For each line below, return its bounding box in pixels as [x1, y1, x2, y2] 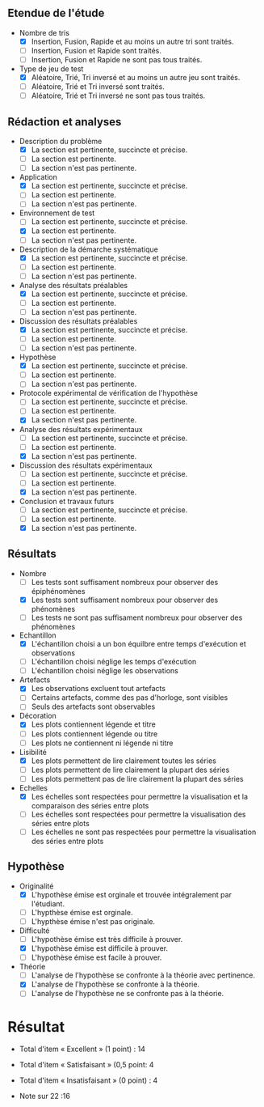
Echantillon [19, 630, 57, 640]
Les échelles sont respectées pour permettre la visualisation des [31, 809, 246, 819]
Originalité [19, 881, 54, 891]
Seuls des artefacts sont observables [31, 702, 156, 711]
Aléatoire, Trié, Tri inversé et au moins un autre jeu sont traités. [31, 73, 241, 82]
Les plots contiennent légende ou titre [31, 728, 158, 739]
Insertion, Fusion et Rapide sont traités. [31, 45, 162, 55]
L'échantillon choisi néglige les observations [31, 666, 178, 676]
